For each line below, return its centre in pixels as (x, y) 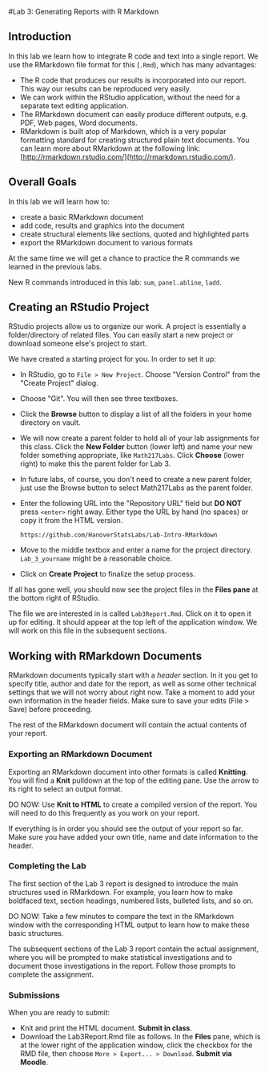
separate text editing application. (74, 105)
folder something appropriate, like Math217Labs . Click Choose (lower (132, 456)
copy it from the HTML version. (71, 520)
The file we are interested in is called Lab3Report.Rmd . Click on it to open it (130, 613)
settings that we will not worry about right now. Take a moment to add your (132, 692)
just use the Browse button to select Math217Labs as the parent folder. (136, 488)
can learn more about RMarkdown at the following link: (110, 148)
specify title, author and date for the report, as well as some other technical (132, 684)
